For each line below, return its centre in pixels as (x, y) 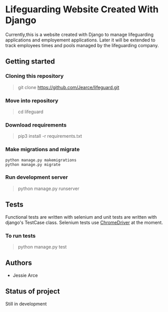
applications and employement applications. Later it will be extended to (80, 40)
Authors (19, 263)
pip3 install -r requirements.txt (50, 136)
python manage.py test (42, 246)
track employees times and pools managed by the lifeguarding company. (82, 45)
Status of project (33, 291)
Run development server (37, 177)
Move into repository (32, 100)
